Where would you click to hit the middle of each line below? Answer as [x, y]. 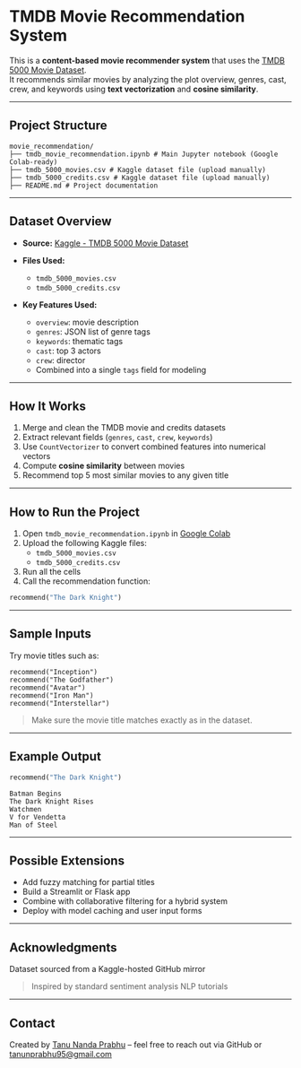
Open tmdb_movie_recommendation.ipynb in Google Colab [126, 534]
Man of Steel [34, 825]
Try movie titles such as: [54, 656]
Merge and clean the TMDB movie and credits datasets [124, 428]
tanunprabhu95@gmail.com [60, 1054]
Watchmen [26, 809]
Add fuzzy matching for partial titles [88, 882]
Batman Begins [36, 794]
